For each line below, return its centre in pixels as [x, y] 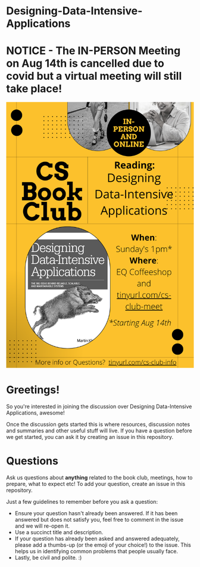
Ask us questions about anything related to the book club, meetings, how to [99, 477]
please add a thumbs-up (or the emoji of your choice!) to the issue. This [103, 545]
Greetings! [33, 390]
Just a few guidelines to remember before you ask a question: [82, 501]
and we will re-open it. [42, 526]
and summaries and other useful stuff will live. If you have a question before [99, 431]
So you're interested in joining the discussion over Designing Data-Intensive [99, 406]
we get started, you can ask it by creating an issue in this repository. [90, 437]
